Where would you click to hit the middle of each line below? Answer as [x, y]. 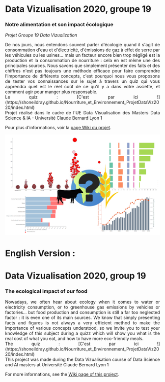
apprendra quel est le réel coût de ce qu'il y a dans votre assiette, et [82, 87]
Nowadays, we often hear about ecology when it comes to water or [82, 302]
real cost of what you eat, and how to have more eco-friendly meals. [74, 338]
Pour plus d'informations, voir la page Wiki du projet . [58, 128]
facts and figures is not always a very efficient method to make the [82, 323]
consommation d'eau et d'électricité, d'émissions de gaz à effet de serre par [82, 50]
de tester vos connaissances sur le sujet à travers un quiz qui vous [82, 81]
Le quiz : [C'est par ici [72, 97]
